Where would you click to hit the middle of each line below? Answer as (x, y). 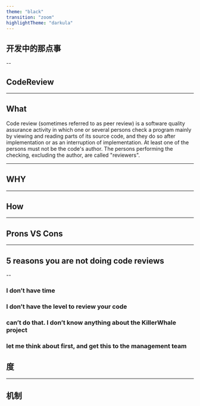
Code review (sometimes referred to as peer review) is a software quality (96, 123)
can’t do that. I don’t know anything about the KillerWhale (91, 323)
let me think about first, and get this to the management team (96, 346)
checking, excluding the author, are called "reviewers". (73, 155)
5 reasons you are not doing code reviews (85, 261)
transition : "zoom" (30, 17)
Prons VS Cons (35, 233)
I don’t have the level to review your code (67, 306)
